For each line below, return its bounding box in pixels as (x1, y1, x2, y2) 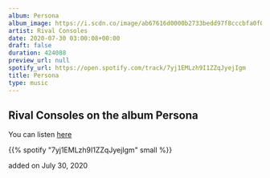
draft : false (8, 42, 52, 50)
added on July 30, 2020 (8, 161, 88, 171)
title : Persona (8, 71, 59, 79)
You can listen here (8, 130, 72, 140)
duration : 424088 (8, 49, 67, 57)
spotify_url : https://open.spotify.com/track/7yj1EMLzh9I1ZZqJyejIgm (8, 64, 247, 72)
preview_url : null (8, 57, 70, 65)
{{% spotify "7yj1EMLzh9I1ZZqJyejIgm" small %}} (8, 145, 173, 155)
